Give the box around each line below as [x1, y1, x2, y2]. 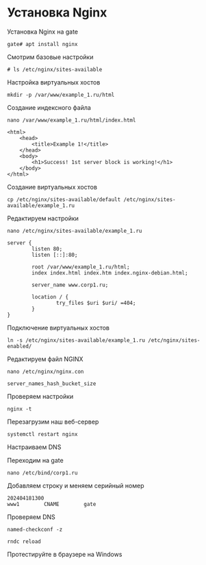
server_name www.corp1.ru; [31, 281, 109, 288]
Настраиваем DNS [7, 443, 62, 451]
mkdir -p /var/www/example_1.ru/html [7, 91, 115, 98]
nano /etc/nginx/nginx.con [7, 368, 84, 375]
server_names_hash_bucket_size [7, 380, 96, 387]
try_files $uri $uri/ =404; [55, 299, 136, 306]
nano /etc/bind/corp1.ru [7, 469, 78, 476]
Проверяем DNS [7, 513, 56, 521]
